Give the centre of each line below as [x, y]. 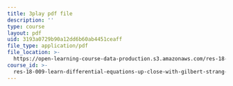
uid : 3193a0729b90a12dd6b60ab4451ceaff [65, 40]
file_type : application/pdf [48, 46]
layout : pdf [24, 33]
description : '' [31, 20]
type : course [26, 26]
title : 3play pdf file [40, 14]
